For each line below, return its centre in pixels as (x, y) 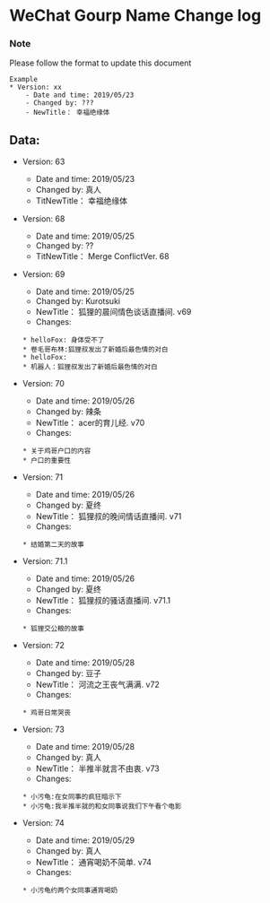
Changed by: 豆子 (68, 673)
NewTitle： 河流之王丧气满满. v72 (97, 685)
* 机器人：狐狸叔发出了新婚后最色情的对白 (90, 367)
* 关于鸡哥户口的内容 (57, 451)
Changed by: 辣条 (68, 412)
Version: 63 (44, 161)
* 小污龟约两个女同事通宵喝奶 (70, 890)
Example (24, 80)
